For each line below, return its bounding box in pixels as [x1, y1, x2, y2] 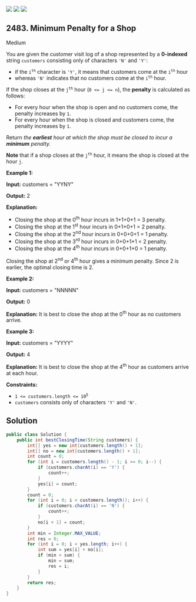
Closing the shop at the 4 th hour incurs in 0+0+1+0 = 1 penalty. [14, 244, 168, 252]
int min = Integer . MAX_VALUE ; [27, 530, 101, 536]
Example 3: [6, 328, 34, 335]
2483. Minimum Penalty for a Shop [6, 24, 137, 34]
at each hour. [6, 369, 38, 377]
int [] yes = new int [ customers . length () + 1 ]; [27, 443, 144, 449]
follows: [6, 92, 25, 99]
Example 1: [6, 169, 34, 176]
